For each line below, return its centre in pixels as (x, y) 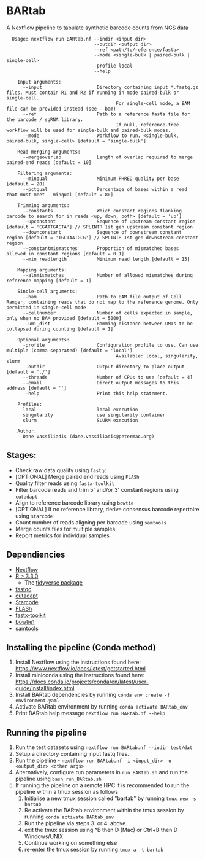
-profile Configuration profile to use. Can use (110, 345)
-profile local (113, 66)
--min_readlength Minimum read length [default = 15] (106, 259)
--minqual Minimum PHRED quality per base (101, 179)
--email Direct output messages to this (101, 383)
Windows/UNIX (43, 836)
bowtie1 (25, 621)
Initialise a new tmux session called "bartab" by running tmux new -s (110, 798)
